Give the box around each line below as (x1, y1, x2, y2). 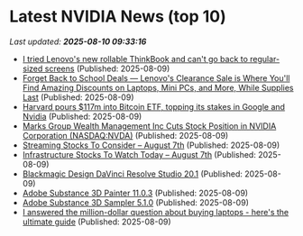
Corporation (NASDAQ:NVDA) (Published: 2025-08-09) (22, 130, 229, 141)
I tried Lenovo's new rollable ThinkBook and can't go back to (22, 53, 248, 64)
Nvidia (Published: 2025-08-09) (22, 111, 142, 122)
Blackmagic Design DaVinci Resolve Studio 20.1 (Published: (22, 168, 243, 179)
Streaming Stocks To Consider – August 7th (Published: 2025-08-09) (22, 140, 280, 150)
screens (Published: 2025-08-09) (44, 63, 170, 74)
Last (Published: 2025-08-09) (22, 92, 134, 103)
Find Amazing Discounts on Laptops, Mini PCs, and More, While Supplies (22, 82, 294, 93)
